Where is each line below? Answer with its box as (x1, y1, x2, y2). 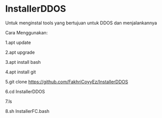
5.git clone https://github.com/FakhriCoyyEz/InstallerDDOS (5, 78, 128, 85)
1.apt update (5, 39, 31, 46)
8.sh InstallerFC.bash (5, 108, 50, 114)
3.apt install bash (5, 59, 41, 65)
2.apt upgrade (5, 49, 35, 55)
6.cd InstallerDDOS (5, 88, 46, 94)
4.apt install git (5, 69, 36, 75)
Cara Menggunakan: (5, 29, 48, 35)
